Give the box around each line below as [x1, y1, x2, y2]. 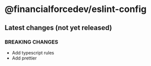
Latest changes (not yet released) [4, 23, 112, 32]
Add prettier [11, 55, 37, 61]
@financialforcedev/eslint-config [4, 3, 147, 15]
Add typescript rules [11, 49, 54, 55]
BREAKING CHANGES [4, 38, 58, 45]
